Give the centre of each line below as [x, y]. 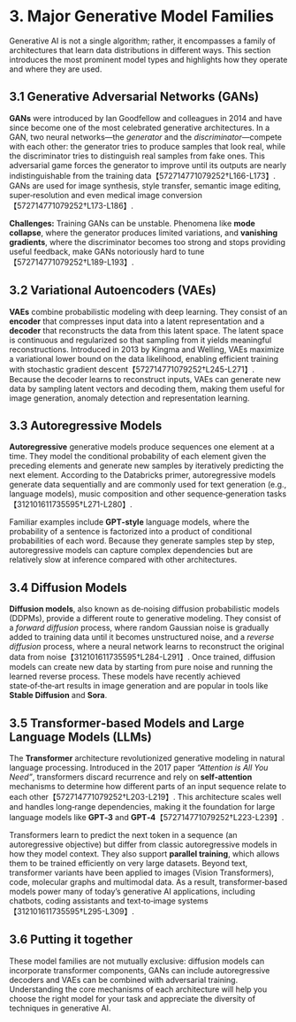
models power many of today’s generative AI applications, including [133, 891]
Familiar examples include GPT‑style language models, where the [129, 522]
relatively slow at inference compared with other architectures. [123, 560]
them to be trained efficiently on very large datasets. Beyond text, [129, 863]
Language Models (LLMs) [80, 737]
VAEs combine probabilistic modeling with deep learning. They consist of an [148, 311]
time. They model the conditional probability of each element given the [138, 457]
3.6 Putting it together [71, 940]
